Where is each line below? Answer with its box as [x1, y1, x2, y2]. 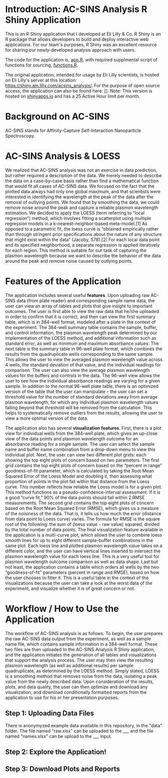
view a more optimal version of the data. [5, 415, 89, 421]
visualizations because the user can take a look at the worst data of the [5, 580, 152, 586]
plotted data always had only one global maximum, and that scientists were [5, 188, 160, 194]
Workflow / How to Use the [5, 603, 119, 614]
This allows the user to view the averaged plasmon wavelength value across [5, 356, 163, 362]
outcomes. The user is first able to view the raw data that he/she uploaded [5, 308, 159, 314]
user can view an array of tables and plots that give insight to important [5, 303, 153, 309]
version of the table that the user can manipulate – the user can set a [5, 388, 147, 395]
